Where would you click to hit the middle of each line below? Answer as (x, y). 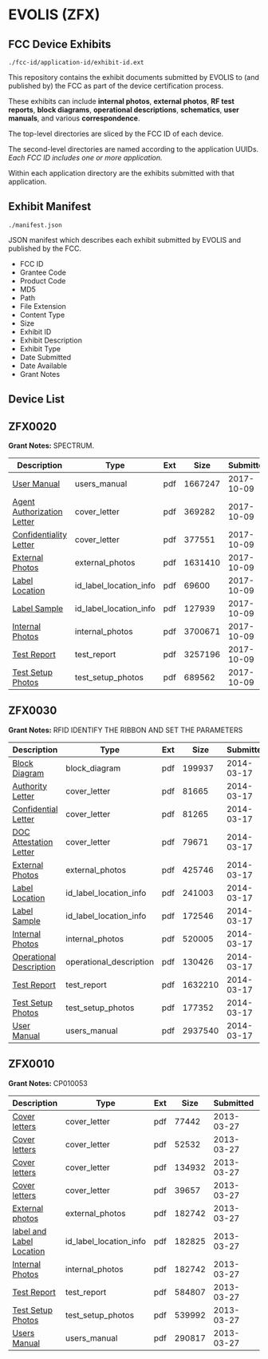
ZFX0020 (33, 426)
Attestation (33, 842)
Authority (30, 786)
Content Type (42, 315)
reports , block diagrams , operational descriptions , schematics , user (124, 110)
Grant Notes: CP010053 (48, 1083)
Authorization (37, 512)
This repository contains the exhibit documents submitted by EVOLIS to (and (134, 77)
